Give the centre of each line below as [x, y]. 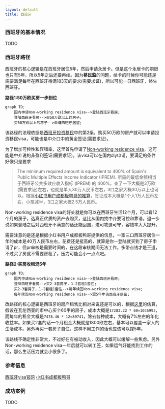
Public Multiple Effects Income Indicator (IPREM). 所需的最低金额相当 [87, 177]
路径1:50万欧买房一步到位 [31, 98]
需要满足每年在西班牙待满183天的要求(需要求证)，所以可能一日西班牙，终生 [81, 81]
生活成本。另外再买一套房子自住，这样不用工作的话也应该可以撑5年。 [75, 329]
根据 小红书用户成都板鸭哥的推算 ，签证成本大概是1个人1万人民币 [90, 196]
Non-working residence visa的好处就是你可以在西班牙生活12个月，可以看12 [81, 212]
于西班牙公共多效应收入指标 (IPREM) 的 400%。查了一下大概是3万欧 [86, 183]
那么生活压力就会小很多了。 [41, 352]
